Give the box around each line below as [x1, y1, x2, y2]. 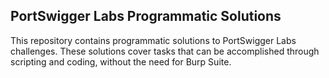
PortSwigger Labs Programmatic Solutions [10, 8, 282, 25]
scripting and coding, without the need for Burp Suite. [10, 55, 232, 68]
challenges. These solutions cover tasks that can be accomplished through [10, 45, 320, 57]
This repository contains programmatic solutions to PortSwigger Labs [10, 34, 297, 46]
